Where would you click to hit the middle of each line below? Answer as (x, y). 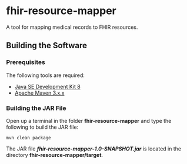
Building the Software (46, 46)
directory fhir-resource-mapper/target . (55, 155)
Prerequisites (26, 62)
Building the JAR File (36, 108)
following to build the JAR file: (42, 127)
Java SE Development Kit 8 (47, 86)
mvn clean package (29, 138)
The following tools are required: (46, 75)
